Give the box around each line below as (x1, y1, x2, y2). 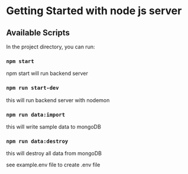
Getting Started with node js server (6, 4, 182, 18)
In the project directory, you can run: (6, 43, 95, 50)
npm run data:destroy (6, 137, 69, 145)
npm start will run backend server (6, 70, 89, 77)
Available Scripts (6, 28, 70, 38)
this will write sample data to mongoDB (6, 123, 102, 130)
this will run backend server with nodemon (6, 96, 110, 104)
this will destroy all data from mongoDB (6, 150, 102, 157)
